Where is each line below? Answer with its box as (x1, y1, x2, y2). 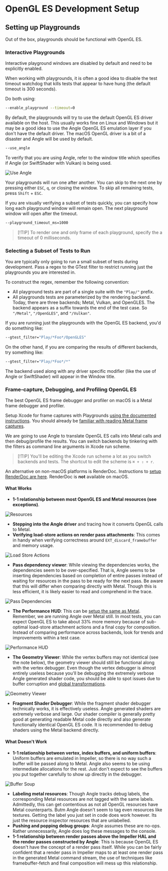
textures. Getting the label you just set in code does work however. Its (12, 812, 157, 818)
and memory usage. (12, 542, 54, 549)
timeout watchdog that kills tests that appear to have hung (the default (5, 81, 150, 87)
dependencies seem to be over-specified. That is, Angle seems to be (12, 567, 155, 573)
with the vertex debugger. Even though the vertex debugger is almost (12, 665, 156, 671)
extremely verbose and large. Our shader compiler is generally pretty (12, 711, 155, 717)
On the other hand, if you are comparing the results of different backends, (5, 344, 158, 350)
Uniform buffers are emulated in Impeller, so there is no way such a (12, 755, 151, 761)
